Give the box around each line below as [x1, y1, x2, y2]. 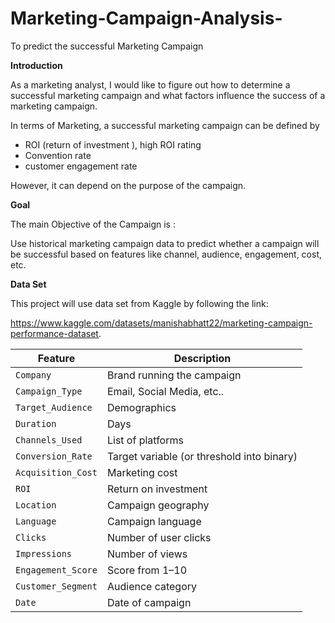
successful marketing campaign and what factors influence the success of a [10, 89, 326, 101]
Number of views [106, 547, 188, 561]
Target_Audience [15, 402, 93, 413]
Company [15, 369, 52, 381]
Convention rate [24, 149, 92, 161]
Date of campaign [106, 595, 192, 609]
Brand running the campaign [106, 368, 242, 382]
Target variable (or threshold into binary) [106, 449, 298, 463]
